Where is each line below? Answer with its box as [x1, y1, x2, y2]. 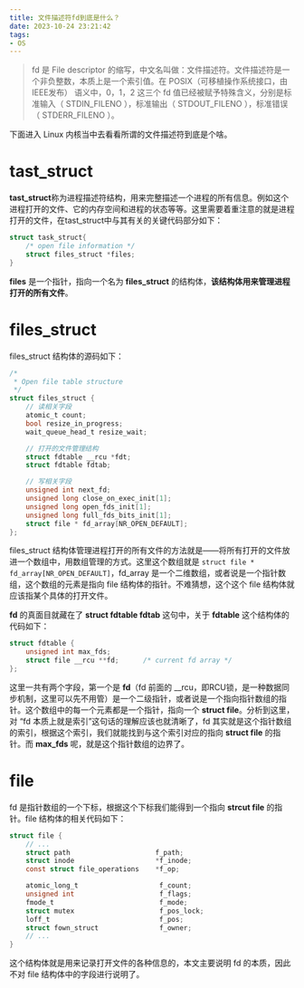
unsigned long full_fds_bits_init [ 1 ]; [25, 511, 172, 520]
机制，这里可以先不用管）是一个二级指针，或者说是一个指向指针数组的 [16, 693, 279, 704]
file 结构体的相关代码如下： [24, 812, 127, 824]
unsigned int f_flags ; [25, 889, 193, 899]
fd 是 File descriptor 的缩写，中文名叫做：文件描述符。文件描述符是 [31, 64, 282, 75]
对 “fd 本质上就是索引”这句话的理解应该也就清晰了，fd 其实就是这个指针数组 [9, 715, 292, 726]
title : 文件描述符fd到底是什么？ [9, 13, 120, 23]
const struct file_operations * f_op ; [25, 865, 180, 874]
